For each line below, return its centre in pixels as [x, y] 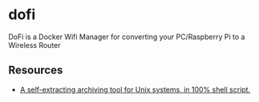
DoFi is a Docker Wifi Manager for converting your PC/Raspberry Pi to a [127, 37]
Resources [36, 71]
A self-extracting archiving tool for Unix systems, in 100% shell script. [135, 89]
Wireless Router [35, 45]
